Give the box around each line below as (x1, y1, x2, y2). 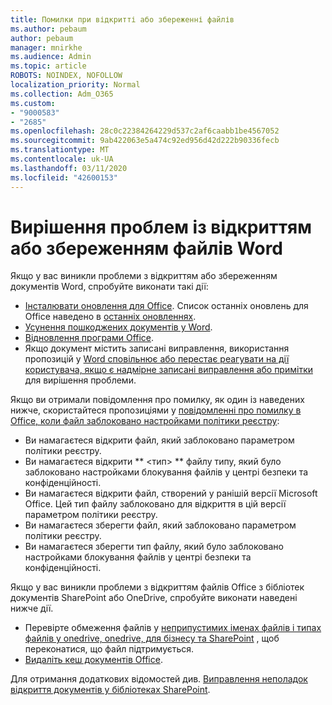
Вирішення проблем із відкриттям (10, 216, 312, 238)
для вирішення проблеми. (24, 374, 137, 386)
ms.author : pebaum (10, 24, 87, 34)
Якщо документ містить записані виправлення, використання (24, 342, 290, 355)
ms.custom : (10, 98, 56, 108)
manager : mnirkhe (10, 42, 83, 53)
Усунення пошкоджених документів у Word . (24, 321, 213, 333)
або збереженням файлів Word (10, 237, 283, 260)
